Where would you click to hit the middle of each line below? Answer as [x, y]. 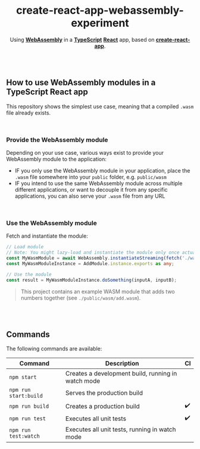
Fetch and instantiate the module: [47, 236]
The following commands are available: [54, 349]
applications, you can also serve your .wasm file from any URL [90, 196]
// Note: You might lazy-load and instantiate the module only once [93, 253]
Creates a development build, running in [121, 374]
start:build [26, 396]
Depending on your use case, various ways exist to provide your [85, 153]
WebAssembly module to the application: [57, 159]
